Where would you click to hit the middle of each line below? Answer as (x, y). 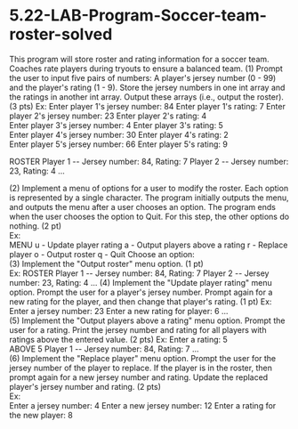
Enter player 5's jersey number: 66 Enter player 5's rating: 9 (119, 144)
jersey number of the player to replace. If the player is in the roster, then (141, 368)
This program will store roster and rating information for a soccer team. (139, 59)
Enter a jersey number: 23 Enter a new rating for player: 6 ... (119, 311)
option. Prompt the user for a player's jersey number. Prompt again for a (141, 292)
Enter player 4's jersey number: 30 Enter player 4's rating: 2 (119, 134)
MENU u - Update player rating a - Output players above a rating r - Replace (149, 245)
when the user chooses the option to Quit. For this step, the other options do (149, 216)
